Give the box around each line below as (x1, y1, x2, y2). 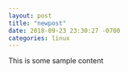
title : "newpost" (8, 19, 67, 27)
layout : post (8, 11, 52, 20)
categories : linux (8, 34, 70, 42)
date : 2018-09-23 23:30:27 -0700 (8, 26, 121, 34)
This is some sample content (8, 56, 104, 66)
